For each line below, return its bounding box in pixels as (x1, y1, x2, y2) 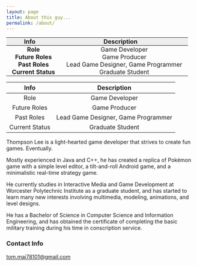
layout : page (6, 8, 39, 15)
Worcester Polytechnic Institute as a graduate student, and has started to (6, 187, 187, 195)
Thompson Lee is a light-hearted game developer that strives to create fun (6, 139, 191, 146)
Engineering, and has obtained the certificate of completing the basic (6, 218, 178, 225)
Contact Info (6, 240, 44, 248)
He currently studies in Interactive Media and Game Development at (6, 181, 174, 188)
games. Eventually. (6, 145, 53, 152)
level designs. (6, 200, 41, 207)
